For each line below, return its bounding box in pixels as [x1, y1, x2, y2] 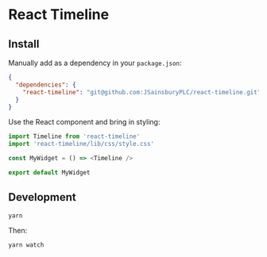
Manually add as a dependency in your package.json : [8, 58, 182, 67]
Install [8, 37, 40, 51]
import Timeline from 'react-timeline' [8, 132, 141, 140]
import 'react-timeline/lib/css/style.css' [8, 140, 155, 148]
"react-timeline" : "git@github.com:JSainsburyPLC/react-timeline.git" [22, 88, 261, 96]
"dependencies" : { [15, 81, 77, 89]
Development [8, 190, 77, 204]
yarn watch [8, 240, 44, 249]
